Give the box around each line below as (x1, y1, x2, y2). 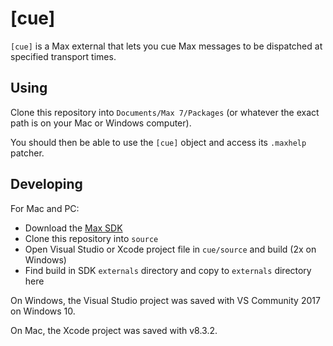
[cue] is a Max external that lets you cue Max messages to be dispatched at (10, 40, 323, 52)
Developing (10, 176, 83, 193)
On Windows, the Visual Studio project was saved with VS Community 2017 (10, 294, 321, 306)
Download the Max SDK (24, 222, 123, 234)
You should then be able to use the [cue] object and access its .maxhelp (10, 136, 307, 148)
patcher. (10, 147, 45, 159)
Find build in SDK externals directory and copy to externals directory (24, 264, 312, 276)
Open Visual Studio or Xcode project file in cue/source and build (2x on (24, 243, 317, 255)
